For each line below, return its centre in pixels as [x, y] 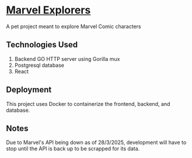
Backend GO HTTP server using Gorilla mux [67, 59]
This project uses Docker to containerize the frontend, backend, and [88, 104]
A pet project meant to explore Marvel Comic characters [74, 26]
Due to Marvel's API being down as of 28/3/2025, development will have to [96, 142]
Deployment [29, 90]
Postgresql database [39, 65]
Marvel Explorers [48, 10]
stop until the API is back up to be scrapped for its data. [73, 149]
